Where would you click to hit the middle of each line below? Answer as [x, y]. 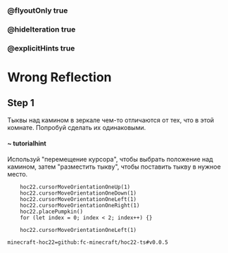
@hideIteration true [42, 29]
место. [18, 174]
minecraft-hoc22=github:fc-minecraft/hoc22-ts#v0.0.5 [88, 242]
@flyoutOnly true [38, 11]
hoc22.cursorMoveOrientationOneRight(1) [80, 205]
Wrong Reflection [59, 77]
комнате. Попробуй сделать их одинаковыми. [77, 127]
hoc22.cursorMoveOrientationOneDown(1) [78, 193]
